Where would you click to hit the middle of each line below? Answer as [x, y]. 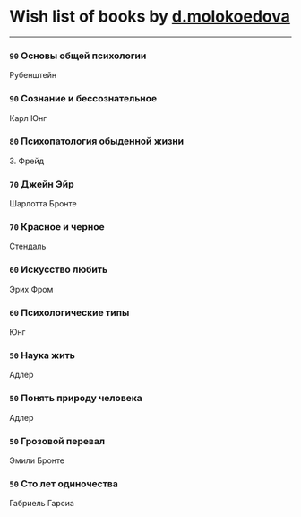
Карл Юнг [28, 118]
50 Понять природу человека [76, 399]
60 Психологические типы [69, 312]
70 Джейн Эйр [42, 184]
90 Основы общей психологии [78, 56]
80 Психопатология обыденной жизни [97, 141]
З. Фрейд [27, 161]
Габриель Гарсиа [42, 504]
